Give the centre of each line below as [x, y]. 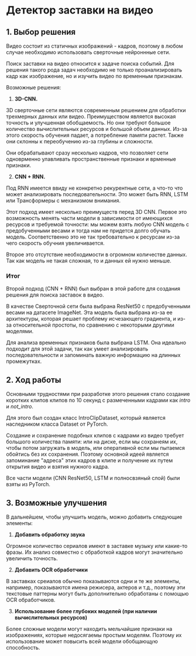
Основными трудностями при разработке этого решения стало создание [98, 394]
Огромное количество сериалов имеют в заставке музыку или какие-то [97, 546]
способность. [23, 647]
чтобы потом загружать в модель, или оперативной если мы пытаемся [96, 448]
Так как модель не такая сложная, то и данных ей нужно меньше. [89, 261]
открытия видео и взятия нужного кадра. [58, 467]
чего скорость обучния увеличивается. [56, 243]
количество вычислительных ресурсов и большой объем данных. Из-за [97, 129]
